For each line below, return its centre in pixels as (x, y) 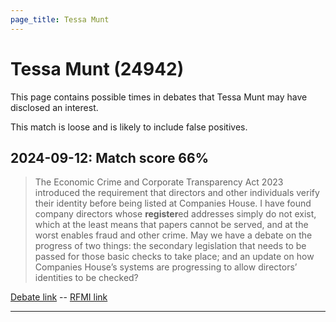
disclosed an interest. (54, 107)
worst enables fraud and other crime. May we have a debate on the (173, 235)
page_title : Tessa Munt (60, 19)
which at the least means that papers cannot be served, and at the (171, 225)
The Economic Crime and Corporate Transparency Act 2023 (159, 182)
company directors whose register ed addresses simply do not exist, (175, 214)
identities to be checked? (86, 278)
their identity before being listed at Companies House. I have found (173, 203)
